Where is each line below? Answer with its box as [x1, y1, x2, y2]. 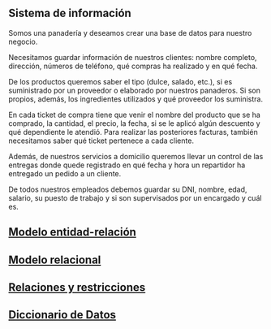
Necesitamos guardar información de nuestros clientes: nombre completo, [8, 52, 257, 62]
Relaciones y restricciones [8, 280, 146, 294]
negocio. [8, 37, 38, 46]
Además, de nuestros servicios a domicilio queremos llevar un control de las [8, 151, 264, 161]
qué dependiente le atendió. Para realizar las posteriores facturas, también [8, 127, 258, 136]
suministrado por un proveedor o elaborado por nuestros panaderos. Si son [8, 85, 261, 95]
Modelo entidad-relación [8, 225, 136, 239]
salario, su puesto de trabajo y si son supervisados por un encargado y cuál [8, 193, 262, 202]
